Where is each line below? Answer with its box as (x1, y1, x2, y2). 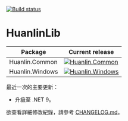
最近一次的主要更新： (6, 83, 58, 90)
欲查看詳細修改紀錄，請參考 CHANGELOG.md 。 (6, 109, 123, 116)
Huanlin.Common (9, 58, 58, 66)
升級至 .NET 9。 (14, 95, 55, 103)
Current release (68, 47, 114, 56)
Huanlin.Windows (9, 67, 58, 75)
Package (20, 47, 46, 56)
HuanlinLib (6, 27, 61, 40)
